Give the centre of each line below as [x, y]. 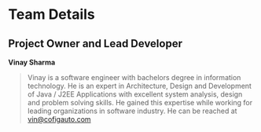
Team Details [52, 15]
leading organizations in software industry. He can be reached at [132, 111]
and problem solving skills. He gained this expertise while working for [140, 103]
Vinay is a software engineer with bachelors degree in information [134, 77]
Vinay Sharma [32, 62]
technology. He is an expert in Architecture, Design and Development [139, 86]
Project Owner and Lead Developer [96, 44]
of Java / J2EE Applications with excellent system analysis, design [135, 94]
